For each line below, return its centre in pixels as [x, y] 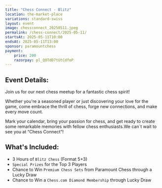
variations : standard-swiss [34, 19]
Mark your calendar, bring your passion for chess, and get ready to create [80, 122]
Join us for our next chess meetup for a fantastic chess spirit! [67, 92]
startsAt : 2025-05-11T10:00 [34, 37]
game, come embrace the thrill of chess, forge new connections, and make [81, 107]
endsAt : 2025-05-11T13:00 [32, 42]
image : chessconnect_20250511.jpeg [42, 28]
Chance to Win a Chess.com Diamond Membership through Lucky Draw [82, 180]
